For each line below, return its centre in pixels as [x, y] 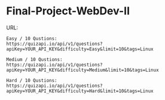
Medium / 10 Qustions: [34, 59]
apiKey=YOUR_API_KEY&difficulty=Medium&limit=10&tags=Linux [83, 70]
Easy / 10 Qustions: [32, 38]
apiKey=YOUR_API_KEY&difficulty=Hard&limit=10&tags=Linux [80, 91]
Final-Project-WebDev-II [68, 11]
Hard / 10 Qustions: [32, 80]
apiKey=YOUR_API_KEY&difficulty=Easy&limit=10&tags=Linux [80, 49]
